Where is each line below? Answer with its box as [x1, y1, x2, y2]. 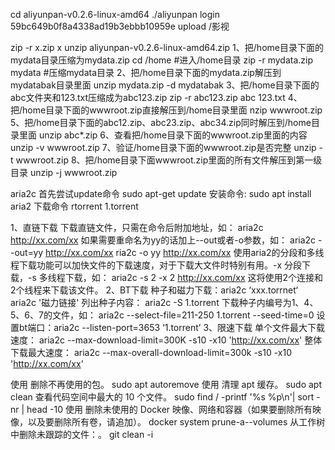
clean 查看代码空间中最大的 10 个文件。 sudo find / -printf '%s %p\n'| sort [10, 391, 315, 403]
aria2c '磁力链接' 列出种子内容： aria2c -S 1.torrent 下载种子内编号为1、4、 [10, 297, 319, 308]
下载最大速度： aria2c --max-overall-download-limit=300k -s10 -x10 [10, 347, 292, 358]
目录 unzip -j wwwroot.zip [10, 167, 118, 178]
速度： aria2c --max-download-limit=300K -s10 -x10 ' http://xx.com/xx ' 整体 [10, 334, 323, 346]
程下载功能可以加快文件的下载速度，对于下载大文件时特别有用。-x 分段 [10, 259, 303, 271]
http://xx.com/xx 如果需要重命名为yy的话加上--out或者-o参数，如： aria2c [10, 234, 317, 246]
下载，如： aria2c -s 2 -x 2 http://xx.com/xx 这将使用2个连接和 [64, 272, 324, 283]
